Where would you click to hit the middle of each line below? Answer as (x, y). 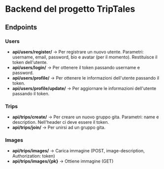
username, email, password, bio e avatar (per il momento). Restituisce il (85, 57)
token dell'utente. (30, 62)
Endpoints (21, 27)
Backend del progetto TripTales (70, 9)
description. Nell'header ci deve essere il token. (61, 122)
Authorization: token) (33, 156)
